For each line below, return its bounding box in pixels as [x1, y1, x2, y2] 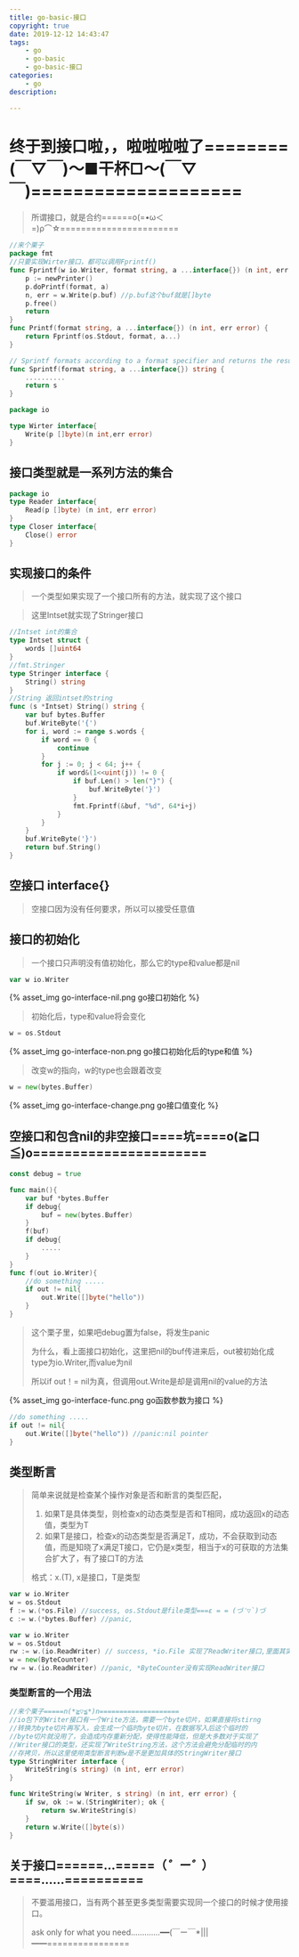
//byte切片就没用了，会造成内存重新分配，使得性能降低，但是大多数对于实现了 [9, 1732, 259, 1741]
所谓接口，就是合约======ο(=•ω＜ [30, 212, 165, 223]
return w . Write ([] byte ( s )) [25, 1823, 125, 1831]
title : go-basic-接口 [9, 12, 87, 22]
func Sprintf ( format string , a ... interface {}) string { [9, 364, 225, 374]
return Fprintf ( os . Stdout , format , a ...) [25, 332, 181, 341]
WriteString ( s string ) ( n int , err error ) [25, 1765, 185, 1774]
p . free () [25, 299, 58, 308]
